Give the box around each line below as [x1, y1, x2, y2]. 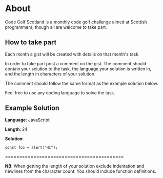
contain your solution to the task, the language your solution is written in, [5, 66, 152, 71]
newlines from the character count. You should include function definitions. [5, 168, 157, 174]
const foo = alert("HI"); [5, 145, 58, 150]
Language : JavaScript [5, 117, 50, 123]
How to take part [5, 38, 57, 47]
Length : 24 [5, 126, 28, 132]
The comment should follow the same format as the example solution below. [5, 80, 159, 86]
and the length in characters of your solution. [5, 71, 96, 77]
